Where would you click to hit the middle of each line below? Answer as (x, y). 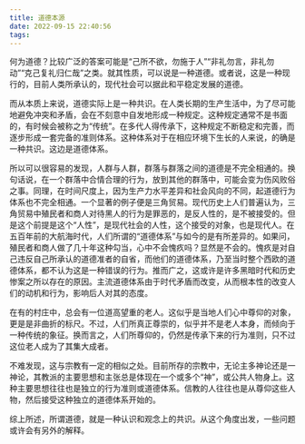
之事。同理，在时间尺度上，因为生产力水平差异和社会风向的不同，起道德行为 (152, 191)
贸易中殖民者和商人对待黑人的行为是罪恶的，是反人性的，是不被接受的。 (152, 213)
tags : (20, 35)
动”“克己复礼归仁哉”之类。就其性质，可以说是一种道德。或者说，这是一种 (146, 73)
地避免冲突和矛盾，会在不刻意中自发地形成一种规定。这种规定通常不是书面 (148, 115)
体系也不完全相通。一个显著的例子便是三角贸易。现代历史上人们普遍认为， (148, 202)
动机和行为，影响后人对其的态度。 (89, 293)
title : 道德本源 (37, 18)
